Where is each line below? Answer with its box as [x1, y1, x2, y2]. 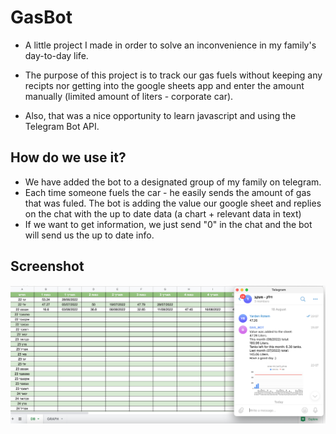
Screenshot [10, 258, 85, 275]
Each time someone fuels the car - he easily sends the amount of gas [24, 186, 312, 198]
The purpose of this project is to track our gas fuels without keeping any [24, 69, 323, 81]
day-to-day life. [24, 49, 89, 61]
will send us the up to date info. [24, 229, 155, 241]
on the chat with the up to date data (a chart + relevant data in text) [24, 207, 302, 220]
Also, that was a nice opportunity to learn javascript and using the [24, 109, 297, 121]
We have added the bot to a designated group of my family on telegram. [24, 176, 322, 188]
